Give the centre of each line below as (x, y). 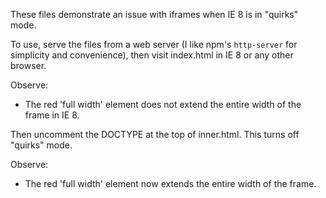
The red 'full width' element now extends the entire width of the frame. (170, 183)
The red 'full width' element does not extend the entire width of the (163, 104)
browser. (28, 65)
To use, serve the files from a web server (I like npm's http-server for (154, 44)
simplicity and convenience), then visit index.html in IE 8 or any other (152, 55)
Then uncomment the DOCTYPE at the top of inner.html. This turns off (155, 134)
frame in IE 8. (52, 115)
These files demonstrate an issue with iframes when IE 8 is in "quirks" (154, 14)
